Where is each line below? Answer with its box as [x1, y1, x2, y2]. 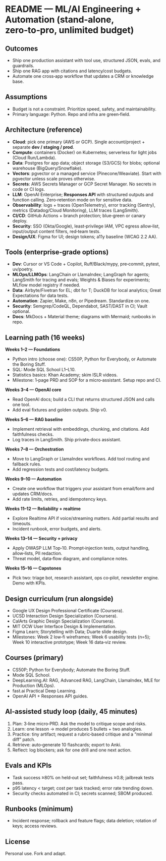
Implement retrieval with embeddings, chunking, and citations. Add [12, 426, 150, 432]
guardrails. [12, 63, 35, 68]
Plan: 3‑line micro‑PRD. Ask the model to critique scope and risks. [12, 720, 147, 727]
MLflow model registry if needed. [12, 282, 81, 288]
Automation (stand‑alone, [5, 14, 114, 25]
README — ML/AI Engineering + [5, 3, 141, 15]
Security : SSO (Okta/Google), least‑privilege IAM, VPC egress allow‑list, [12, 223, 160, 229]
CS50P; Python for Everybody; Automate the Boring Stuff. [12, 667, 130, 673]
